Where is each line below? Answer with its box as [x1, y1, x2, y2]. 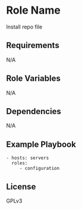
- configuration [19, 166, 60, 172]
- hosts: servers [6, 155, 49, 161]
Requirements [6, 40, 59, 50]
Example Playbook [6, 139, 76, 149]
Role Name [6, 4, 61, 17]
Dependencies [6, 106, 61, 116]
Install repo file [6, 23, 43, 30]
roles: [11, 160, 28, 166]
